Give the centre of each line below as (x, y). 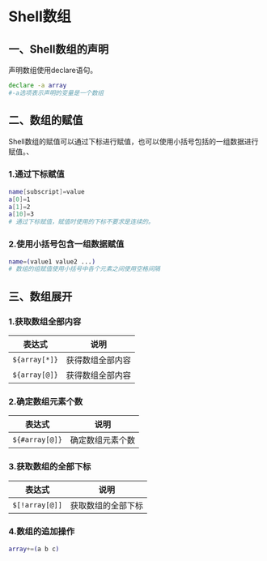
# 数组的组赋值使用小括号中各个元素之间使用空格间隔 (84, 269)
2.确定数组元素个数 (46, 401)
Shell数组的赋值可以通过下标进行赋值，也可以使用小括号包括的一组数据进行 (133, 141)
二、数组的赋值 (46, 120)
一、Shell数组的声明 (59, 49)
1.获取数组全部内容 (45, 321)
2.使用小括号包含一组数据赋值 (66, 244)
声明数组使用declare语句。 (53, 70)
